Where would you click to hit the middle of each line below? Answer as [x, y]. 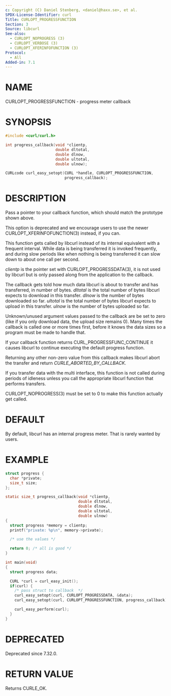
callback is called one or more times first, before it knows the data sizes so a [85, 327]
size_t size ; [24, 483]
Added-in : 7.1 [20, 62]
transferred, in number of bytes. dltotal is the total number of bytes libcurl [82, 290]
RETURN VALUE [39, 674]
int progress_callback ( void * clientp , [46, 145]
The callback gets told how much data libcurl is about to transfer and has [82, 285]
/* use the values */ [33, 539]
